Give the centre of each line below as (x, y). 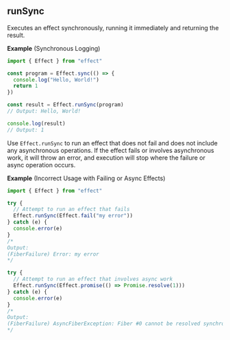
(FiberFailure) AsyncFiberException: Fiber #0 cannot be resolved (104, 324)
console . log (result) (37, 123)
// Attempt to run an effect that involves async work (93, 279)
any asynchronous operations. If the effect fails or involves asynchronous (111, 150)
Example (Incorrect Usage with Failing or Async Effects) (86, 178)
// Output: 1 (26, 130)
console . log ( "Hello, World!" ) (56, 80)
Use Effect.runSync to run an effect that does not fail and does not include (112, 143)
